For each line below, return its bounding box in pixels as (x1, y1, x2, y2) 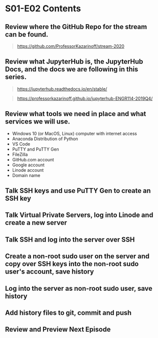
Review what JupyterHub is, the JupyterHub (5, 58, 143, 66)
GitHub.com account (12, 156, 54, 162)
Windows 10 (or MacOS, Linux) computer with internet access (12, 130, 137, 136)
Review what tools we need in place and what (5, 110, 146, 118)
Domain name (12, 172, 41, 178)
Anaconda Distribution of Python (12, 136, 78, 142)
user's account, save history (5, 268, 94, 276)
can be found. (5, 30, 48, 38)
